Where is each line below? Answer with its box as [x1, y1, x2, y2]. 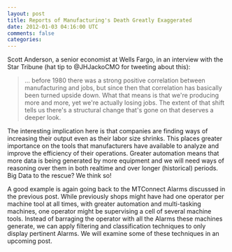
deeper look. [24, 113, 61, 122]
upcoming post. [7, 237, 52, 245]
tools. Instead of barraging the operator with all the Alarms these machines [7, 214, 223, 223]
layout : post [7, 10, 45, 17]
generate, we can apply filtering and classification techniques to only [7, 222, 206, 230]
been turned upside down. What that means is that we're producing [24, 91, 219, 100]
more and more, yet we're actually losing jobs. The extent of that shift [24, 98, 225, 107]
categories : [7, 36, 42, 43]
